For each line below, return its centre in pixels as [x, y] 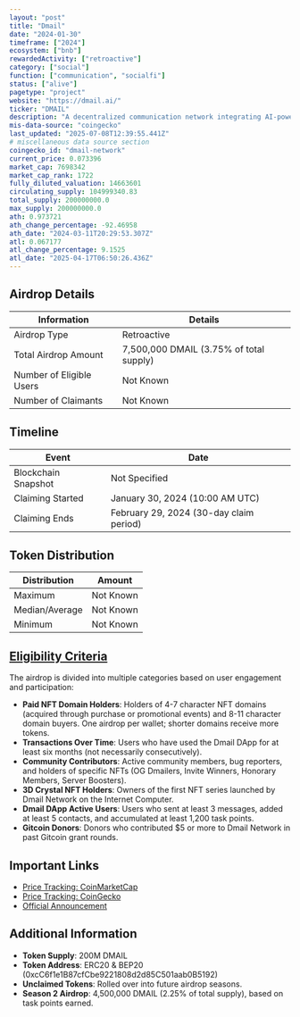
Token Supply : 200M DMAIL [75, 955]
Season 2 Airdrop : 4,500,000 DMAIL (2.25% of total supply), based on [153, 993]
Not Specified [139, 478]
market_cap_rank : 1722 [51, 175]
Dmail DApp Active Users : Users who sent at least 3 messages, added [153, 809]
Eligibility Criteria [58, 656]
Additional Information [73, 934]
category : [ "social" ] [50, 68]
